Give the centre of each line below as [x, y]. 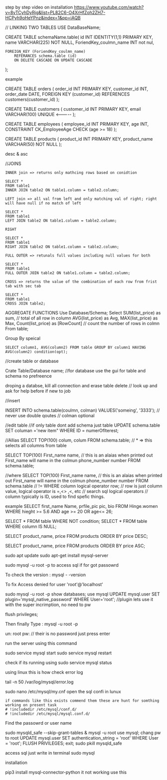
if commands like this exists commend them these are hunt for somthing [82, 701]
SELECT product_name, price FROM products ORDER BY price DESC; [77, 536]
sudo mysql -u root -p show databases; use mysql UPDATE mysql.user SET [83, 594]
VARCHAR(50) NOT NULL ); [34, 144]
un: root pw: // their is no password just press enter [58, 633]
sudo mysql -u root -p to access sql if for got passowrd [62, 565]
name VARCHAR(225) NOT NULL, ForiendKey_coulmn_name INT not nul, [80, 42]
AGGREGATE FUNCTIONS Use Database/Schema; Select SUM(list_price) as [83, 313]
